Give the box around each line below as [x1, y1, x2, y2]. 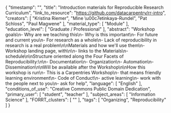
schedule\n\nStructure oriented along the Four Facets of [5, 53, 124, 59]
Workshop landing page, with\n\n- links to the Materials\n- [5, 48, 129, 54]
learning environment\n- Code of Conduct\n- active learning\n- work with [5, 75, 161, 81]
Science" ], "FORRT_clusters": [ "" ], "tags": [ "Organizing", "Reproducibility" [5, 97, 166, 103]
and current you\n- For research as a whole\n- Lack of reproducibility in [5, 37, 157, 43]
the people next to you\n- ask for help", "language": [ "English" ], [5, 80, 142, 86]
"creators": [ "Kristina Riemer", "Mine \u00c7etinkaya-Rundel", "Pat [5, 15, 147, 21]
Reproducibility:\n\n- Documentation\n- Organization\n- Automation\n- [5, 59, 154, 64]
